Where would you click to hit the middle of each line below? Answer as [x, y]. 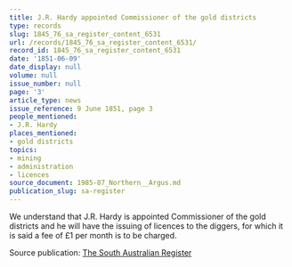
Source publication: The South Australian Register [101, 253]
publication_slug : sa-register [67, 191]
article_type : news [45, 100]
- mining [25, 158]
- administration [41, 166]
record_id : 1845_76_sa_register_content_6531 [95, 51]
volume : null [33, 76]
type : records [36, 26]
